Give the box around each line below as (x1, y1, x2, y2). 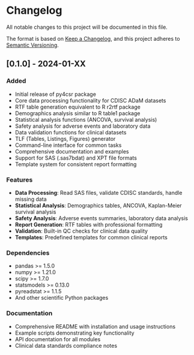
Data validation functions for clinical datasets (14, 128, 127, 136)
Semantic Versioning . (6, 41, 59, 49)
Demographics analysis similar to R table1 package (14, 109, 141, 117)
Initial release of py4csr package (14, 91, 96, 98)
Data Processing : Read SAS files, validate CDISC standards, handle (14, 189, 183, 196)
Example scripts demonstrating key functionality (14, 329, 135, 336)
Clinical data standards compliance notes (14, 342, 118, 349)
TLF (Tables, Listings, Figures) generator (14, 135, 116, 142)
